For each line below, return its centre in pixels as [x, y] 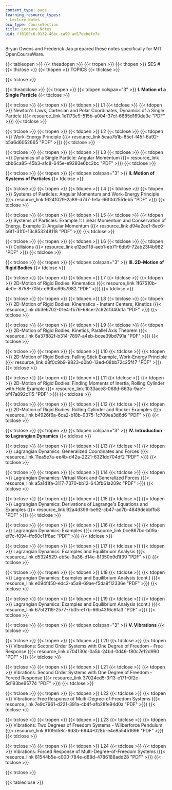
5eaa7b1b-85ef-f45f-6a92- [130, 137]
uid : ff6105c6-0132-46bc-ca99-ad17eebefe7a [53, 34]
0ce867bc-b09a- [141, 530]
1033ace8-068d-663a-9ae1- [116, 389]
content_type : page [26, 10]
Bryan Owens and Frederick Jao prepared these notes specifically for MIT [83, 49]
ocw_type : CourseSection [32, 24]
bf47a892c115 [20, 394]
